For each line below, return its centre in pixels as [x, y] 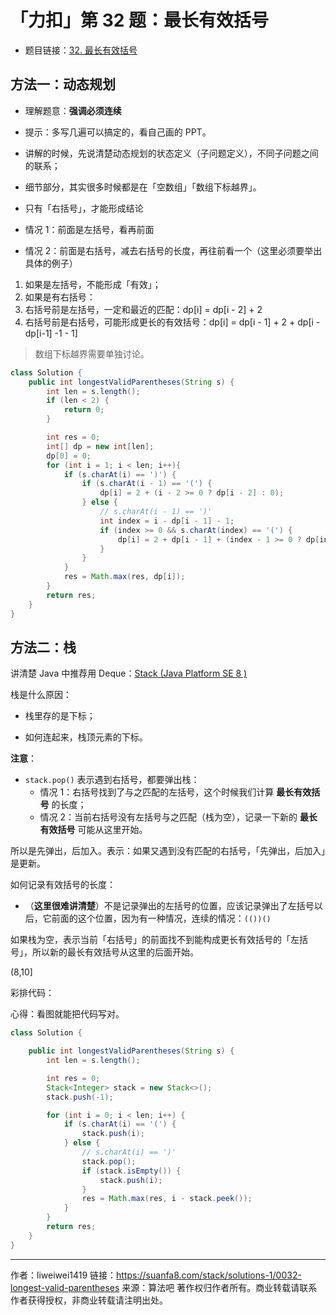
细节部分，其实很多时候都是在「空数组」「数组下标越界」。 [143, 187]
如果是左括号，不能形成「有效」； [93, 284]
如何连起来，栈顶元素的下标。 [86, 737]
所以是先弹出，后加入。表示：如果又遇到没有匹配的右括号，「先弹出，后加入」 [168, 851]
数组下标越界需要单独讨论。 [92, 353]
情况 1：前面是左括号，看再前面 [89, 229]
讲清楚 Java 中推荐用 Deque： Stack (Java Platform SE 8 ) [129, 673]
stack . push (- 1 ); [80, 1097]
